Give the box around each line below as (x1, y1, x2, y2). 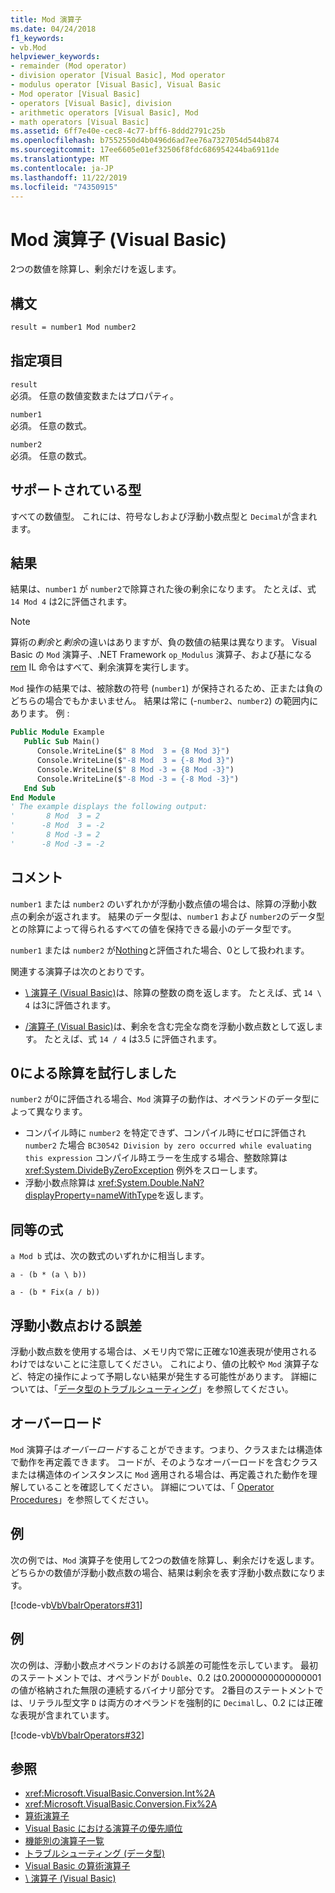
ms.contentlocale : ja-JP (10, 163, 114, 173)
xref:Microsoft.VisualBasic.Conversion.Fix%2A (24, 1798, 218, 1810)
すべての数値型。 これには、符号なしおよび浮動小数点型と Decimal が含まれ (10, 510, 318, 522)
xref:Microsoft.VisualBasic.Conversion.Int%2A (24, 1787, 216, 1800)
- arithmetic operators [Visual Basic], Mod (10, 107, 199, 118)
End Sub (23, 783, 56, 793)
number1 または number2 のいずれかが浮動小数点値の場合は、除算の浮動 (10, 897, 300, 910)
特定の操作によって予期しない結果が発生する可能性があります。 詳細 (27, 1371, 309, 1383)
